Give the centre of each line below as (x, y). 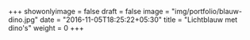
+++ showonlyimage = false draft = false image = (89, 11)
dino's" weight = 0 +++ (46, 28)
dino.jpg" (23, 20)
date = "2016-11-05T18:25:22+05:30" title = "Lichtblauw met (138, 20)
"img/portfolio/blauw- (207, 11)
